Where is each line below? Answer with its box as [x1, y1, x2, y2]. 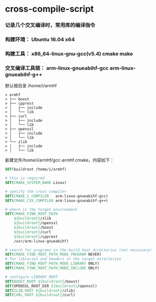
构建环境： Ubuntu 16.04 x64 [5, 36, 75, 43]
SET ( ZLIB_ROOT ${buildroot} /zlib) [5, 288, 76, 293]
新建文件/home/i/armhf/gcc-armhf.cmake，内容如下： [5, 157, 114, 163]
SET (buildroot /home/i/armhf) [5, 167, 67, 172]
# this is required [5, 176, 45, 181]
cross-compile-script [5, 3, 94, 15]
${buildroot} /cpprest [14, 234, 58, 239]
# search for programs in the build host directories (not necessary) [5, 247, 152, 252]
